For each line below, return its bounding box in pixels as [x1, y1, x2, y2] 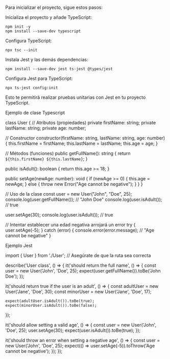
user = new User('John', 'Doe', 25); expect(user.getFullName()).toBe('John [5, 268, 161, 273]
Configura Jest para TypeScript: [5, 75, 73, 81]
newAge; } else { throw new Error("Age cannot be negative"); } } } [5, 181, 143, 187]
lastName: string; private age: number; [5, 125, 87, 131]
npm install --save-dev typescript [5, 29, 81, 34]
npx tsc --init [5, 48, 38, 53]
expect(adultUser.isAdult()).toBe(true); [5, 299, 95, 304]
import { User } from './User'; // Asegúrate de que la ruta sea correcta [5, 252, 151, 258]
